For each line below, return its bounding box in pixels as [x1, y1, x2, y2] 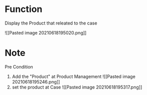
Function [5, 3, 43, 15]
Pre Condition [5, 63, 33, 69]
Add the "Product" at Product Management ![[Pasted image [12, 73, 135, 79]
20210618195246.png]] [12, 78, 60, 84]
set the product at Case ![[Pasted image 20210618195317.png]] [12, 84, 142, 90]
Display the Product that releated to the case [5, 20, 98, 26]
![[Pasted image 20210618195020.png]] [5, 29, 87, 35]
